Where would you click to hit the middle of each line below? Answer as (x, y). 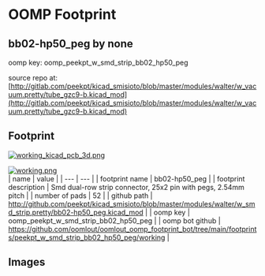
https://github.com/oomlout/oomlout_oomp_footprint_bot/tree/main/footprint (132, 229)
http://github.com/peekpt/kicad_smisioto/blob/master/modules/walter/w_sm (132, 203)
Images (27, 262)
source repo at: (33, 78)
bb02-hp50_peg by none (71, 44)
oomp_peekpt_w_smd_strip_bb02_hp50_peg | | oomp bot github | (114, 220)
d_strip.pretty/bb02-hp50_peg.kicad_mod (76, 212)
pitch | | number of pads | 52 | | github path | (80, 196)
